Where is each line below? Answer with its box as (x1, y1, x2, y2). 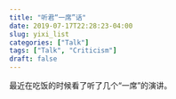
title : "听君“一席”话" (9, 12, 87, 22)
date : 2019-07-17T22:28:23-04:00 (9, 21, 133, 30)
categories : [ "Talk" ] (9, 37, 90, 47)
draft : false (9, 54, 58, 63)
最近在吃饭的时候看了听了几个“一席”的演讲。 (9, 80, 172, 90)
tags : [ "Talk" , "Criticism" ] (9, 46, 117, 55)
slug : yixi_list (9, 29, 69, 38)
